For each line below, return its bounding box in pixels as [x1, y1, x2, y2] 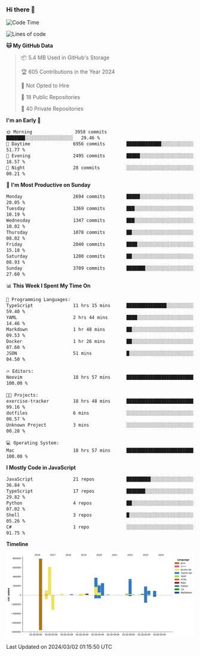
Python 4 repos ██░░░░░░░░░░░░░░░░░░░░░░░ [6, 500, 194, 507]
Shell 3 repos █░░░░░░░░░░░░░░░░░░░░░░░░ [6, 512, 194, 519]
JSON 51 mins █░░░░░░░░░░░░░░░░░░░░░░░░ [6, 351, 194, 357]
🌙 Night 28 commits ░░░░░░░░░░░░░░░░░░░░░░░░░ [6, 165, 194, 171]
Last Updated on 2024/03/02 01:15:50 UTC [6, 643, 112, 651]
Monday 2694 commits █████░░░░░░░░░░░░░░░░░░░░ [6, 194, 194, 200]
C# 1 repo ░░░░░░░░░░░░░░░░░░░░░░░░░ [6, 524, 194, 531]
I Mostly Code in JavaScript [6, 464, 76, 471]
